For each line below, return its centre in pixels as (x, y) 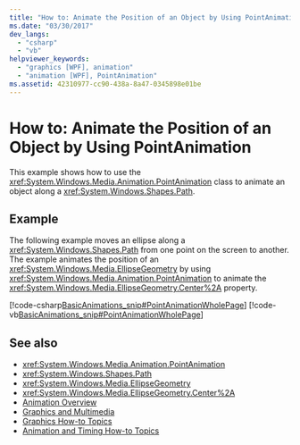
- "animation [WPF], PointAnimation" (87, 76)
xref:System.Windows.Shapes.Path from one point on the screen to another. (150, 250)
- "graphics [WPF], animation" (75, 68)
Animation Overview (59, 402)
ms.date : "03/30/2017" (51, 26)
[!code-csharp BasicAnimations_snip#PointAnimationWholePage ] (128, 306)
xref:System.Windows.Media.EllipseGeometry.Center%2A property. (133, 288)
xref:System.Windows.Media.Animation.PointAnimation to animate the (138, 279)
